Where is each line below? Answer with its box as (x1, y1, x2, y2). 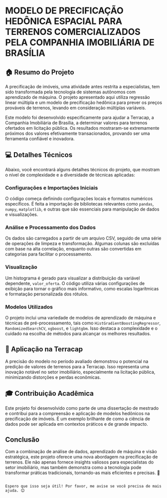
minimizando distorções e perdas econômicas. (5, 374, 101, 380)
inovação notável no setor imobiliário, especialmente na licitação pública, (5, 369, 156, 375)
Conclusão (5, 436, 40, 444)
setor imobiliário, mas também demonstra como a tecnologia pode (5, 465, 142, 471)
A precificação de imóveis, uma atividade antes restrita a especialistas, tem (5, 84, 160, 89)
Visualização (5, 263, 37, 270)
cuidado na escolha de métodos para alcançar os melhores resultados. (5, 331, 151, 336)
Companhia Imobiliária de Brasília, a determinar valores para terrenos (5, 120, 148, 126)
